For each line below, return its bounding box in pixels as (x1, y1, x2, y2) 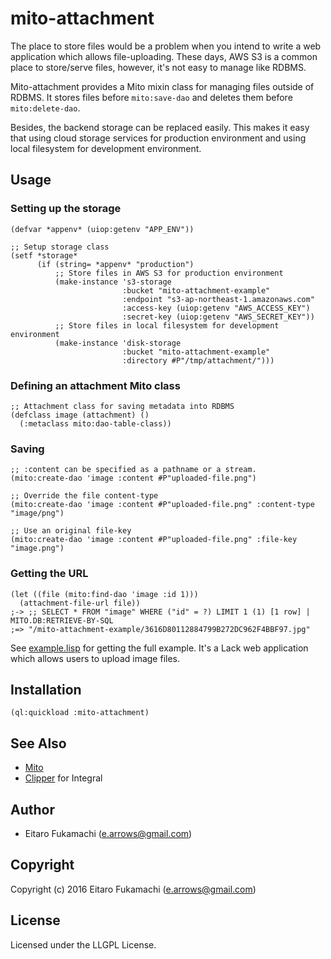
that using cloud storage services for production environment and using (10, 132, 307, 144)
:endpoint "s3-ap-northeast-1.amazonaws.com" (121, 294, 315, 304)
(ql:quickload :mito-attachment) (10, 708, 150, 718)
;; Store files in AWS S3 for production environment (54, 268, 284, 278)
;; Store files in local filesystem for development (54, 320, 280, 331)
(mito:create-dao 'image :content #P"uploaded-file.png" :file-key (10, 535, 298, 545)
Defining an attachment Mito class (10, 378, 181, 392)
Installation (10, 681, 82, 698)
